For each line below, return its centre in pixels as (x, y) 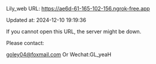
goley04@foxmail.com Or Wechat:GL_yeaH (59, 55)
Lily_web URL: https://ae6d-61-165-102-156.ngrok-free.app (78, 9)
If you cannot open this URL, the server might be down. (74, 31)
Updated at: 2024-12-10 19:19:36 (46, 20)
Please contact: (25, 43)
